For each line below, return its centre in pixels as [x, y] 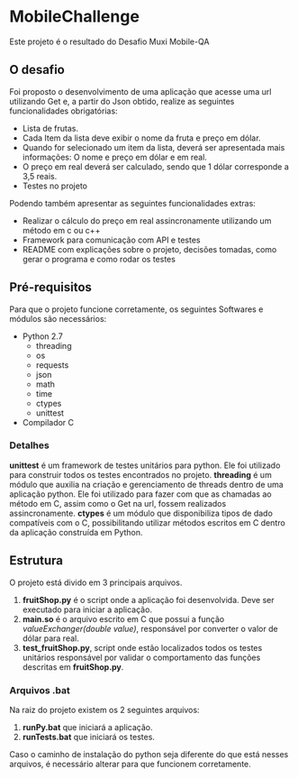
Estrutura [36, 561]
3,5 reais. [40, 176]
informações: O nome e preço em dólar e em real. [114, 157]
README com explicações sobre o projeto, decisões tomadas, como [149, 249]
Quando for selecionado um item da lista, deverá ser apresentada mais [154, 147]
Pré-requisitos [51, 287]
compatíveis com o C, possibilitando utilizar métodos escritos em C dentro [147, 522]
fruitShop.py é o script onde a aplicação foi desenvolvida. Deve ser [148, 600]
